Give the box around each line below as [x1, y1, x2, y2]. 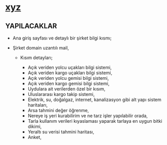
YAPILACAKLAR [5, 22, 57, 30]
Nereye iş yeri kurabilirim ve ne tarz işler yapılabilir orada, [27, 113, 148, 119]
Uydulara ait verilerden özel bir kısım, [27, 86, 106, 92]
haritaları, [27, 102, 48, 108]
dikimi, [27, 123, 42, 129]
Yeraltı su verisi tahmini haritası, [27, 129, 94, 135]
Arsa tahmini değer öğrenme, [27, 108, 89, 113]
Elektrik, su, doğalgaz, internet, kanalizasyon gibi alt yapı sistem [27, 96, 161, 103]
